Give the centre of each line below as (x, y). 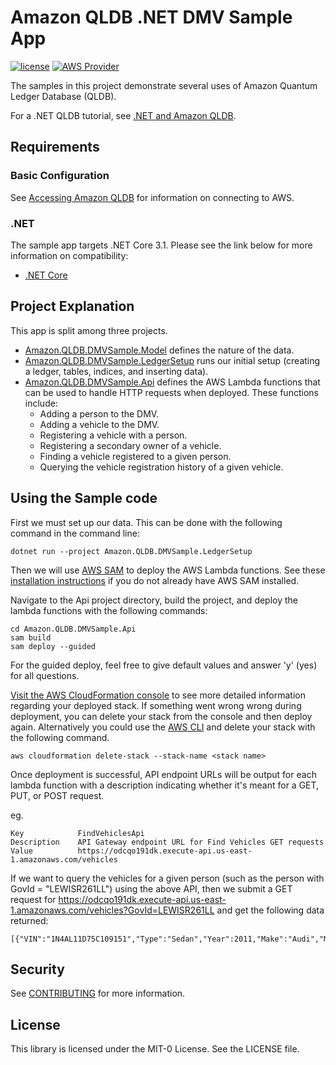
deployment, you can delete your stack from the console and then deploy (161, 716)
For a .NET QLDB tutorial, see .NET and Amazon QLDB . (123, 115)
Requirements (55, 147)
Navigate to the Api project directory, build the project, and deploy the (154, 600)
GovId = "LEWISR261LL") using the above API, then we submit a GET (151, 888)
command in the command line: (75, 533)
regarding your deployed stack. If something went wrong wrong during (156, 705)
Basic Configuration (60, 176)
